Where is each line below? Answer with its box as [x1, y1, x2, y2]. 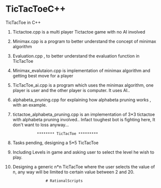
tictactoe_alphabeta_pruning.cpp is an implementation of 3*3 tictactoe [12, 111, 155, 117]
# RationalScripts [45, 178, 83, 183]
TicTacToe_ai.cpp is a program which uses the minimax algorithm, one [12, 82, 154, 88]
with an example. [12, 102, 47, 108]
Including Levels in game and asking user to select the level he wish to [12, 149, 155, 155]
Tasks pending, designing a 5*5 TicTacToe [12, 140, 99, 146]
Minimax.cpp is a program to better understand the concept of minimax [12, 38, 157, 44]
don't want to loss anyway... [12, 122, 69, 128]
